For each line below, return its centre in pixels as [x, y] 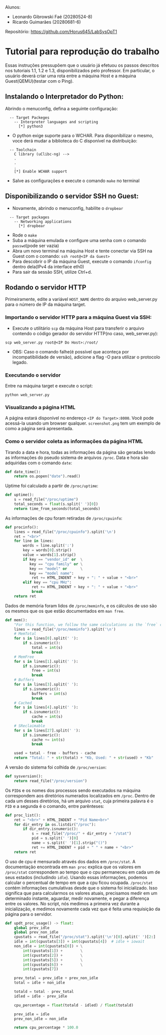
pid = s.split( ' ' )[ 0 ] [55, 838]
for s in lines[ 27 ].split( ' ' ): [47, 730]
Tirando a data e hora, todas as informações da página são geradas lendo [80, 452]
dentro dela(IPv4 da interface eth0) [48, 266]
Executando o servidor [33, 375]
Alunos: [13, 7]
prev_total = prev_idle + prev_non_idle [56, 978]
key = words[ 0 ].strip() [47, 550]
